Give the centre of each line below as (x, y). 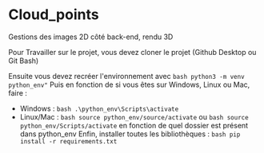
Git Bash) (24, 61)
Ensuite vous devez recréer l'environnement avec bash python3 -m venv (127, 76)
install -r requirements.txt (68, 141)
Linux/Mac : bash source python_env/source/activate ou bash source (134, 116)
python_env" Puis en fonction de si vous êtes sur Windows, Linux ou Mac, (129, 84)
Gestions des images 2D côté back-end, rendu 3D (91, 37)
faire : (18, 92)
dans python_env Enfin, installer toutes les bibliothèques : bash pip (130, 134)
